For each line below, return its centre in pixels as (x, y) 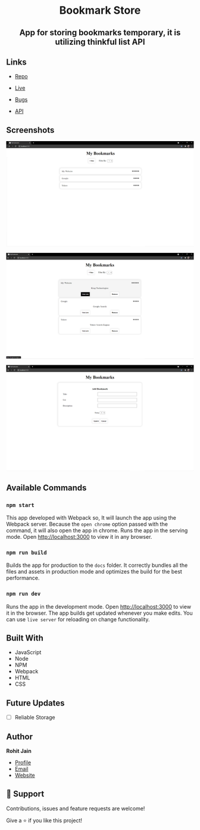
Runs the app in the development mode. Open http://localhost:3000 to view (99, 606)
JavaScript (28, 652)
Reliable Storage (35, 718)
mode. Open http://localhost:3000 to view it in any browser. (79, 536)
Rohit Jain (19, 751)
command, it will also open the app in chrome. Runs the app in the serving (97, 530)
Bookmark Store (100, 10)
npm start (20, 505)
